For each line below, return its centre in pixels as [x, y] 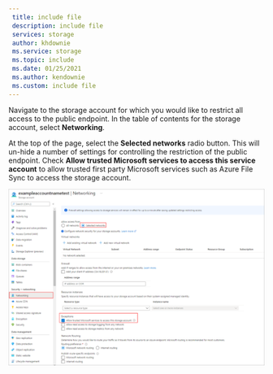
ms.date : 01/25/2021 [47, 69]
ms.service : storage [47, 52]
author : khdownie [41, 43]
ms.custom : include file [54, 85]
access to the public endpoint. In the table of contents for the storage [125, 119]
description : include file [58, 26]
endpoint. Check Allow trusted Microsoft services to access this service [132, 160]
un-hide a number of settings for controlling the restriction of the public [128, 151]
